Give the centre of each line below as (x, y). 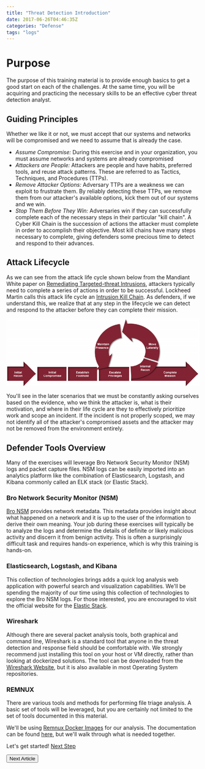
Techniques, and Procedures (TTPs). (61, 178)
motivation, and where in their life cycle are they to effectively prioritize (96, 409)
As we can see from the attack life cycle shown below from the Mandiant (98, 277)
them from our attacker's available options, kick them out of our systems (107, 198)
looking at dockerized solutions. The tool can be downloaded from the (95, 661)
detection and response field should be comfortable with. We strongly (94, 647)
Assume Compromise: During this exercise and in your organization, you (106, 152)
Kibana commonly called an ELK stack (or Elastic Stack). (77, 482)
